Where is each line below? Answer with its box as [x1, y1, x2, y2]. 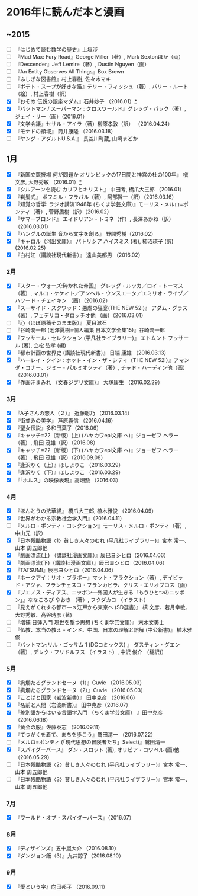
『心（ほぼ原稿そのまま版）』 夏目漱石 [14, 319, 108, 327]
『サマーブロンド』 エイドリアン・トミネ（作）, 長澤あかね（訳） [14, 215, 174, 222]
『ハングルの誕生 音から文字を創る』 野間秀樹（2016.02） [14, 230, 157, 237]
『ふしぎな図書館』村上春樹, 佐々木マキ [14, 75, 111, 83]
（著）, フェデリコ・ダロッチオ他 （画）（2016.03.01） [14, 312, 147, 319]
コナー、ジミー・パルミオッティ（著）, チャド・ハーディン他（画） [25, 364, 188, 371]
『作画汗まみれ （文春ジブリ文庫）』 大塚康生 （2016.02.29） [14, 379, 164, 386]
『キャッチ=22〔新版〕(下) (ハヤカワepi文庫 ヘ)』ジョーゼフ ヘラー [14, 447, 179, 454]
